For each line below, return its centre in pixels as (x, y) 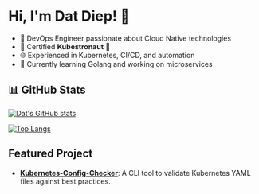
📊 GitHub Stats (47, 90)
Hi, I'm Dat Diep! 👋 (69, 16)
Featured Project (51, 154)
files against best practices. (65, 181)
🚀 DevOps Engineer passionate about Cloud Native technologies (126, 38)
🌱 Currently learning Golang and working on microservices (116, 64)
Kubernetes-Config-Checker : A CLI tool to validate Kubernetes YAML (135, 173)
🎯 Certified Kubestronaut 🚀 (65, 46)
